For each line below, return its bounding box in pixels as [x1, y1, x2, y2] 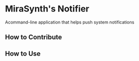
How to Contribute [5, 33, 62, 41]
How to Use [5, 49, 41, 58]
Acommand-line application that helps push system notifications [5, 19, 135, 25]
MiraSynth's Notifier [5, 3, 89, 14]
